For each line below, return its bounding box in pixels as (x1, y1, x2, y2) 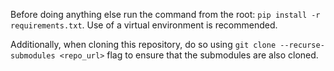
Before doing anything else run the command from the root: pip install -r (10, 9, 321, 20)
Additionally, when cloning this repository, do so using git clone (10, 39, 277, 50)
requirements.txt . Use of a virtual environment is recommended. (10, 19, 278, 31)
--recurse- (279, 40, 325, 50)
